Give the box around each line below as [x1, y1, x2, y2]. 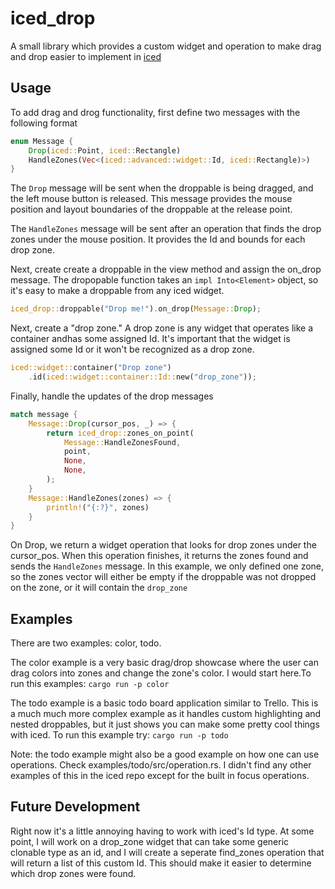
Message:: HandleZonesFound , [63, 437, 182, 447]
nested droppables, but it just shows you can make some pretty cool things [10, 718, 320, 731]
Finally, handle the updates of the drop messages [10, 390, 214, 402]
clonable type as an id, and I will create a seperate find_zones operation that [10, 846, 325, 858]
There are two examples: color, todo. [10, 637, 162, 649]
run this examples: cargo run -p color [10, 678, 170, 690]
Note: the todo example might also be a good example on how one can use [10, 748, 320, 761]
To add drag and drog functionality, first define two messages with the [10, 106, 301, 118]
